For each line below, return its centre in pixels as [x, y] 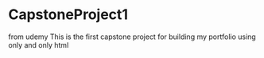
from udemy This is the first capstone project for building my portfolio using [132, 37]
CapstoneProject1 [68, 15]
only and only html [39, 44]
